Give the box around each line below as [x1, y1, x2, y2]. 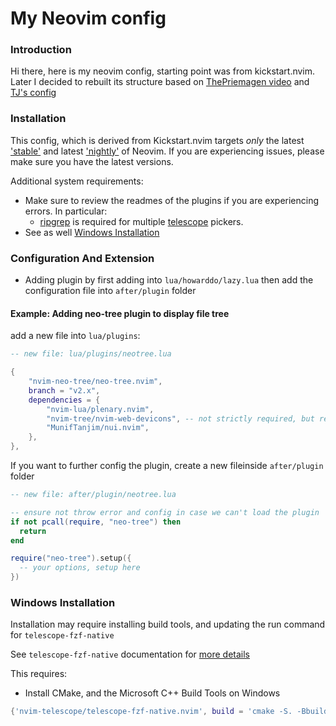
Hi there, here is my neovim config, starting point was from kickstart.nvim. [10, 65, 316, 77]
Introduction [10, 43, 72, 57]
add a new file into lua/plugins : [10, 330, 141, 342]
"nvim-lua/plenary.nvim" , [46, 404, 155, 414]
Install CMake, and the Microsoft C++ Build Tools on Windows [24, 687, 281, 699]
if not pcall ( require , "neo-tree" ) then [10, 517, 182, 527]
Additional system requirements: [10, 175, 144, 187]
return [19, 526, 47, 536]
